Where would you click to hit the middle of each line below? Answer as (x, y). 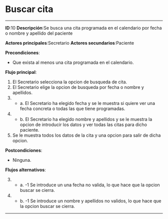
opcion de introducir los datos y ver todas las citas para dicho (83, 125)
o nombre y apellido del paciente (39, 33)
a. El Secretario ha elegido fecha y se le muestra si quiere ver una (87, 103)
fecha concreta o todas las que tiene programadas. (72, 108)
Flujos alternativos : (25, 170)
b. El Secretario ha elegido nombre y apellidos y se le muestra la (86, 119)
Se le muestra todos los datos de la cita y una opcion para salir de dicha (86, 135)
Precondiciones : (22, 52)
